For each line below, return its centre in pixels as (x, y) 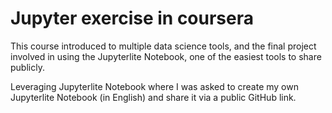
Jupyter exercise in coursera (132, 18)
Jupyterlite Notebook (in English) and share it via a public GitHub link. (153, 97)
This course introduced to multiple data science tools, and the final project (163, 46)
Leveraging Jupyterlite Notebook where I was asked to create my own (154, 86)
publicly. (27, 67)
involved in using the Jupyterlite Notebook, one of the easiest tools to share (166, 56)
